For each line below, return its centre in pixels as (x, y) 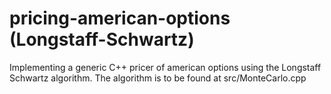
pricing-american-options (120, 18)
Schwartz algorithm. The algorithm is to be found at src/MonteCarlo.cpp (158, 78)
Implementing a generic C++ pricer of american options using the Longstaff (165, 67)
